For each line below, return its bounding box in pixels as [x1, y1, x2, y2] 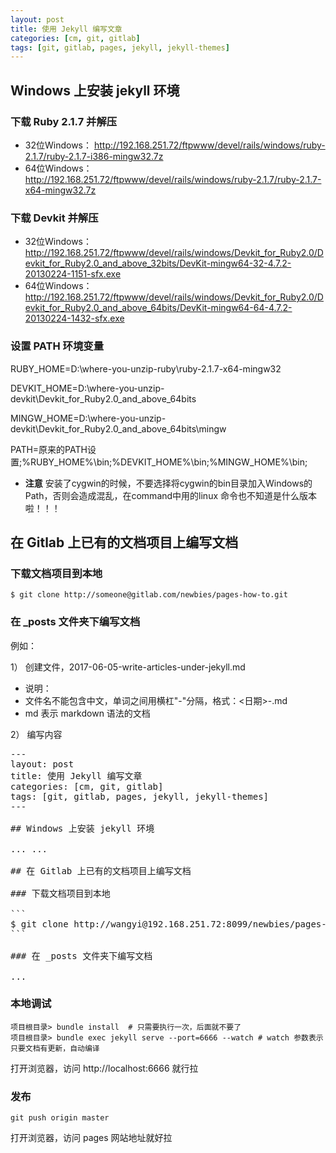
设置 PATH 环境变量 [10, 339, 105, 353]
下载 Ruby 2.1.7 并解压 [10, 114, 118, 128]
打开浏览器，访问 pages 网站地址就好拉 [10, 1132, 173, 1144]
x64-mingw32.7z [24, 184, 97, 196]
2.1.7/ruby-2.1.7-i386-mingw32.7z [24, 150, 164, 162]
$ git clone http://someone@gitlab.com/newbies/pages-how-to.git [10, 590, 288, 600]
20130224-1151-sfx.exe [24, 268, 122, 280]
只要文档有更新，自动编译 [10, 1043, 100, 1053]
